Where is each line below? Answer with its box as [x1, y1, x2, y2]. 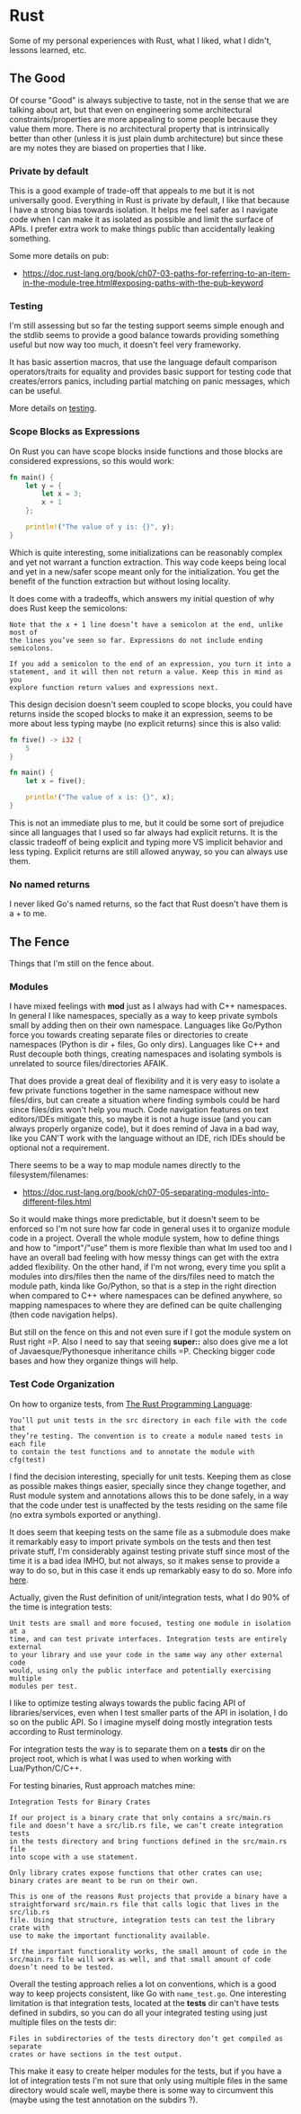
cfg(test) [9, 1455, 47, 1464]
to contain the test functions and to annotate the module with [9, 1447, 255, 1457]
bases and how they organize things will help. [9, 1355, 179, 1367]
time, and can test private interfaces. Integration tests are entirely [9, 1634, 288, 1644]
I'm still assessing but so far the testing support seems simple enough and [9, 320, 285, 331]
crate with [9, 1923, 50, 1932]
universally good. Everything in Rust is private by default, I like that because [9, 195, 290, 206]
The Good [9, 71, 66, 86]
